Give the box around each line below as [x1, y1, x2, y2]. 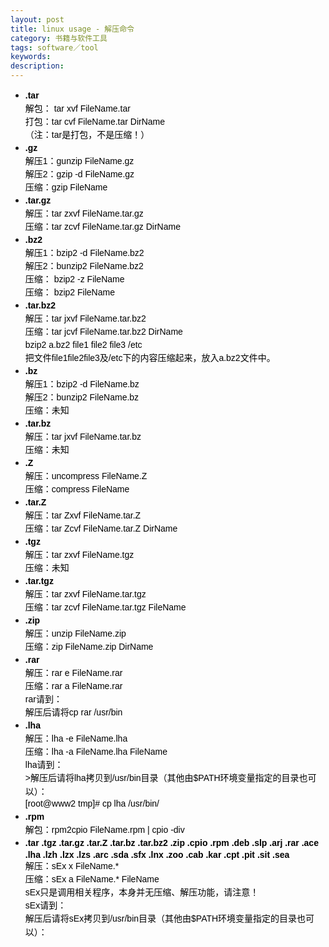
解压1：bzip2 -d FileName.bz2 [24, 247, 145, 258]
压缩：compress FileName [24, 484, 130, 495]
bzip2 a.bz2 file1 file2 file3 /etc [24, 339, 143, 350]
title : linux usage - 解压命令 [10, 24, 135, 34]
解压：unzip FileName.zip [24, 628, 127, 639]
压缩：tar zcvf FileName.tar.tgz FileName [24, 602, 187, 613]
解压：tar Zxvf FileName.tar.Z [24, 510, 142, 521]
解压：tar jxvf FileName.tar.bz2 [24, 313, 147, 324]
